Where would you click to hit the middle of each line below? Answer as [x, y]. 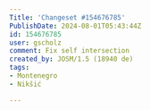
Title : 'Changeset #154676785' [67, 17]
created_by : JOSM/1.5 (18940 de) [71, 59]
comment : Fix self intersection [69, 51]
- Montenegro [33, 76]
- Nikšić [25, 84]
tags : [19, 68]
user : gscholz [36, 42]
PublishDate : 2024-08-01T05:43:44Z [75, 26]
